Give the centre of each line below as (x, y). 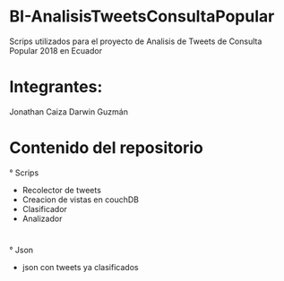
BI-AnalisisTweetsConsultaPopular (142, 17)
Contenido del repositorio (106, 148)
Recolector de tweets (61, 190)
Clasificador (44, 209)
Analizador (42, 218)
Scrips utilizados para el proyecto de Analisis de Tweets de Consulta (136, 41)
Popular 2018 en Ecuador (56, 50)
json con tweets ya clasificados (80, 267)
